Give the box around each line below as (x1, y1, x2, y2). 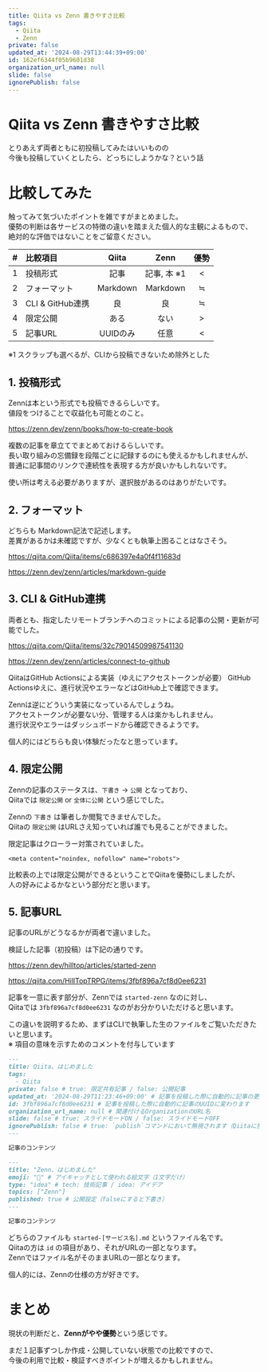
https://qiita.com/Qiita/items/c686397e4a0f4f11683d (8, 552, 181, 561)
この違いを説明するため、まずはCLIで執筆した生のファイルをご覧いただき (8, 1019, 250, 1029)
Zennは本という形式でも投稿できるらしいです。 (8, 398, 164, 408)
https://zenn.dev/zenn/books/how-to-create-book (8, 424, 174, 434)
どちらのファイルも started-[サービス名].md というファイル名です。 (8, 1232, 227, 1242)
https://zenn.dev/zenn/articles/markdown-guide (8, 567, 166, 577)
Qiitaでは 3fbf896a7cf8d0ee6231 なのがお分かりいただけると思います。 (8, 1003, 238, 1012)
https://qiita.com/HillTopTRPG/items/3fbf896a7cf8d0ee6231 (8, 976, 207, 986)
